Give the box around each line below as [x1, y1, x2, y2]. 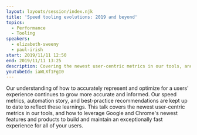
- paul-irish [11, 47, 43, 53]
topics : [6, 19, 25, 25]
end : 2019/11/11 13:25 [6, 58, 62, 63]
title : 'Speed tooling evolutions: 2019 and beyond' [6, 14, 138, 20]
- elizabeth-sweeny [11, 42, 59, 48]
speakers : [6, 36, 30, 42]
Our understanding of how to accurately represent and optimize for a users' [6, 85, 189, 92]
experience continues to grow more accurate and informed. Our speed [6, 91, 177, 98]
